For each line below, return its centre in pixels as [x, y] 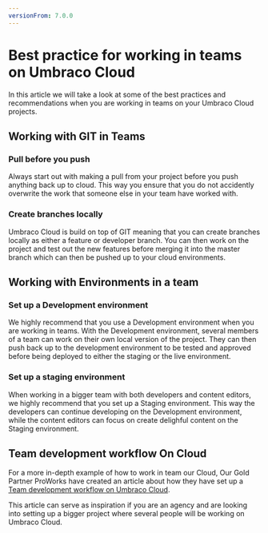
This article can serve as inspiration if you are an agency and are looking [128, 505]
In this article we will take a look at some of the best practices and [117, 94]
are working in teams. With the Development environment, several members [134, 331]
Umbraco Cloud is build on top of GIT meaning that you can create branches [134, 232]
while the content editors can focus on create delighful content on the [123, 420]
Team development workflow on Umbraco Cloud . [89, 490]
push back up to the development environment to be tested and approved [130, 348]
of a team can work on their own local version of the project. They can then [132, 340]
